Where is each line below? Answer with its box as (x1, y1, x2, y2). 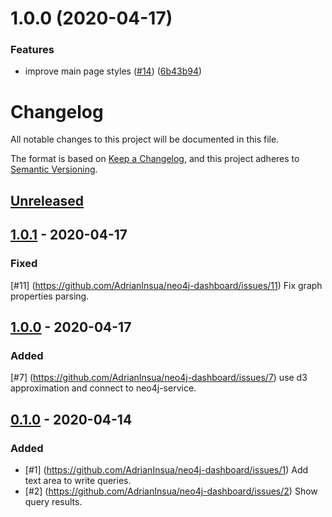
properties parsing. (10, 290, 90, 302)
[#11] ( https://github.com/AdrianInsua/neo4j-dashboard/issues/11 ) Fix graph (10, 279, 323, 291)
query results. (24, 495, 83, 507)
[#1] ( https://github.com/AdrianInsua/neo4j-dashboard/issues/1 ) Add (24, 463, 309, 476)
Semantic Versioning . (10, 163, 98, 176)
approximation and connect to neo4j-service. (10, 382, 197, 394)
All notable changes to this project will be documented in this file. (10, 133, 280, 146)
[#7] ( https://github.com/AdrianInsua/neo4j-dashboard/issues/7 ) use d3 (10, 372, 308, 384)
